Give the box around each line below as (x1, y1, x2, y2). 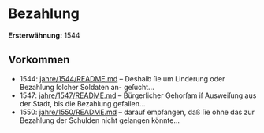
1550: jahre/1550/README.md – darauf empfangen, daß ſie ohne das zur (19, 107, 255, 117)
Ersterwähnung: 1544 (8, 31, 80, 40)
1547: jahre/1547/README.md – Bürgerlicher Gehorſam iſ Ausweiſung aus (19, 91, 257, 100)
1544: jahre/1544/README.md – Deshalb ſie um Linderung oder (19, 74, 225, 83)
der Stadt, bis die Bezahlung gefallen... (19, 99, 146, 108)
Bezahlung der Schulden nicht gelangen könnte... (19, 115, 180, 125)
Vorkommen (8, 53, 70, 66)
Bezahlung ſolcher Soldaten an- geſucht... (19, 82, 155, 92)
